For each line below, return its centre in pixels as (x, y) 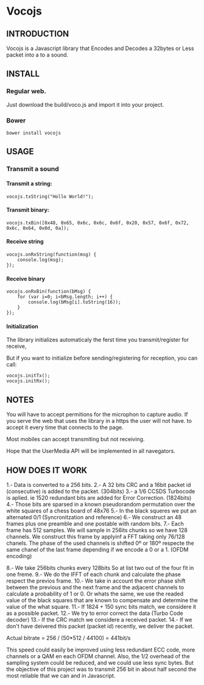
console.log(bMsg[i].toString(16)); (75, 302)
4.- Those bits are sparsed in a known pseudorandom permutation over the (101, 504)
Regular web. (26, 91)
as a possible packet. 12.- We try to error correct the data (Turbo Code (95, 613)
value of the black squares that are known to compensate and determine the (102, 600)
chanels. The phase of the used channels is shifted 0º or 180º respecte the (100, 543)
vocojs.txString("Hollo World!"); (50, 196)
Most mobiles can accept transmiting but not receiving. (76, 439)
